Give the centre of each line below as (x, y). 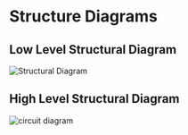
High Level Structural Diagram (94, 99)
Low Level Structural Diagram (93, 50)
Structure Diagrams (83, 17)
